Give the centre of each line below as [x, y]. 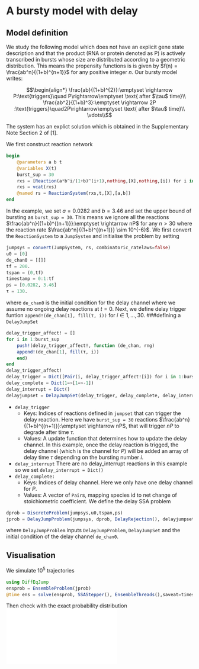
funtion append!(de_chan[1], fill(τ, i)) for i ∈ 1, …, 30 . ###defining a [94, 315]
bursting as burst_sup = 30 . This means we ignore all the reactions [88, 217]
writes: [15, 78]
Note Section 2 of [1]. [32, 133]
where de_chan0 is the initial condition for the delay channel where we [91, 303]
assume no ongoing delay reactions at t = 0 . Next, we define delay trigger [96, 309]
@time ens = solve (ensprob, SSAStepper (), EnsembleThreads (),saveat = [94, 594]
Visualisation [31, 555]
